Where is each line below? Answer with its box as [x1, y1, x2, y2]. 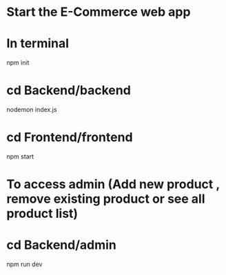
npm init [6, 59, 30, 67]
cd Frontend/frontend [6, 130, 133, 145]
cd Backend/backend [6, 83, 132, 99]
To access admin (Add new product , [6, 176, 220, 192]
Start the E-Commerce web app [6, 4, 191, 20]
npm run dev [6, 260, 43, 269]
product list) [6, 206, 79, 221]
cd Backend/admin [6, 237, 116, 253]
